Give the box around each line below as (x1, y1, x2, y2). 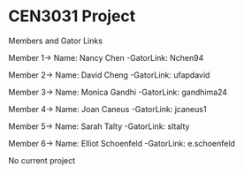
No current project (8, 155, 76, 165)
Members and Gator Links (8, 35, 103, 46)
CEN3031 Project (8, 6, 136, 26)
